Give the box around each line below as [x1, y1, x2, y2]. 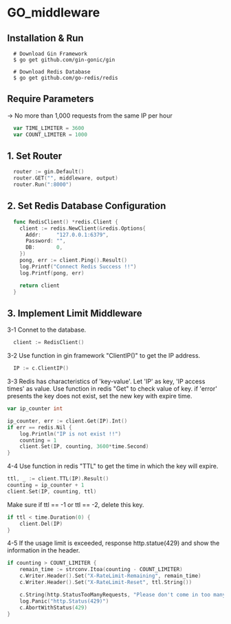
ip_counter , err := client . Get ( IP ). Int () [7, 418, 128, 424]
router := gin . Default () [13, 169, 85, 175]
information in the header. [7, 546, 80, 555]
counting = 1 [19, 437, 57, 444]
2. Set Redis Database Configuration [7, 200, 166, 212]
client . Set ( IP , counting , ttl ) [7, 488, 97, 495]
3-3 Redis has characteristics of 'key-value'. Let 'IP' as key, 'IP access [7, 377, 206, 385]
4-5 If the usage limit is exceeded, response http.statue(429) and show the [7, 539, 220, 548]
